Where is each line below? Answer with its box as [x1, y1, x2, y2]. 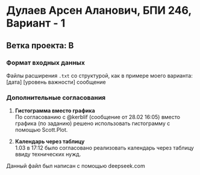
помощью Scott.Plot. [14, 126, 68, 134]
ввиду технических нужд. [14, 151, 81, 158]
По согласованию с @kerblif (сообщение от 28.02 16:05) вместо [14, 114, 181, 121]
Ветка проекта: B [6, 40, 74, 51]
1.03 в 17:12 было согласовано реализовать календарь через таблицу [14, 144, 194, 152]
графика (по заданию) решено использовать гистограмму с [14, 120, 170, 127]
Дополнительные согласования [6, 93, 106, 102]
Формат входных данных [6, 58, 86, 67]
